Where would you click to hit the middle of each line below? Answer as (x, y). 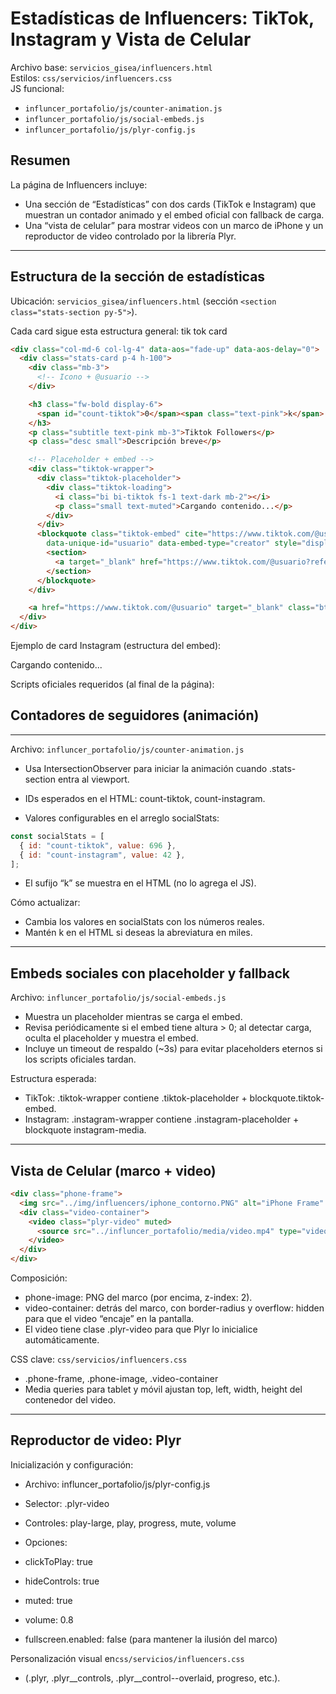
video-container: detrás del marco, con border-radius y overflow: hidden (174, 1308)
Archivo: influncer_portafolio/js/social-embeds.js (118, 998)
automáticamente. (62, 1340)
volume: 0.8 (49, 1619)
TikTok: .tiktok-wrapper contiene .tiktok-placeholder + (136, 1098)
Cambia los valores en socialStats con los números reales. (144, 922)
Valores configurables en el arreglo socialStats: (122, 818)
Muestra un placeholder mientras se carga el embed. (133, 1017)
